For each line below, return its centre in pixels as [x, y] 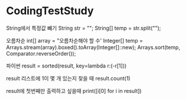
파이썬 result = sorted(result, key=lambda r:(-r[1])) [66, 66]
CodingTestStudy [50, 11]
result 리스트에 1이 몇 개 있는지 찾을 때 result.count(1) [68, 78]
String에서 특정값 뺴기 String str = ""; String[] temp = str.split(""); [84, 28]
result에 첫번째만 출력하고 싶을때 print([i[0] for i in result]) [74, 91]
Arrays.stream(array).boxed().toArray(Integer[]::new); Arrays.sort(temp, [93, 47]
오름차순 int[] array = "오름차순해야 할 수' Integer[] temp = [75, 40]
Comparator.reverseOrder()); [41, 53]
